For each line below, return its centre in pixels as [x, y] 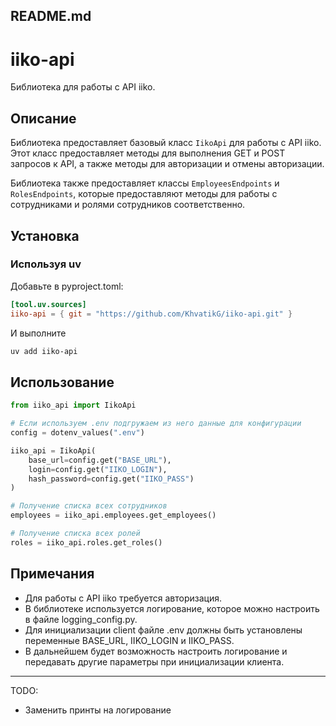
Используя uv [46, 264]
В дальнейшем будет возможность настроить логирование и [156, 651]
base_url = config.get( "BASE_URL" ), [100, 460]
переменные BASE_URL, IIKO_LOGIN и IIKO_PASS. [129, 640]
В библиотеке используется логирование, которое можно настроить [172, 608]
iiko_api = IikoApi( [53, 450]
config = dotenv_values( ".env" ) [77, 433]
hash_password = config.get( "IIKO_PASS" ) [111, 479]
